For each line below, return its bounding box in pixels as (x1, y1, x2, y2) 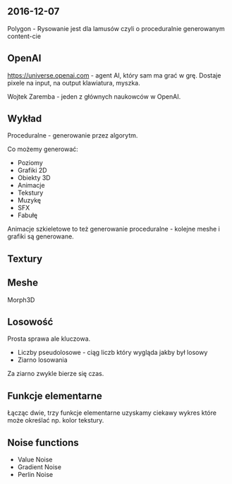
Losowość (7, 316, 54, 328)
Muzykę (17, 196, 41, 205)
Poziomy (17, 159, 44, 167)
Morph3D (7, 296, 35, 304)
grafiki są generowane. (7, 232, 74, 241)
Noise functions (7, 437, 79, 449)
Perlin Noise (17, 471, 54, 479)
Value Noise (17, 455, 53, 464)
